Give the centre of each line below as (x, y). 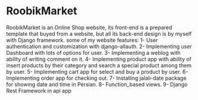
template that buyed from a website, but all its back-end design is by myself (99, 33)
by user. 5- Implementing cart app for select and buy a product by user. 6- (97, 71)
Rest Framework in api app (39, 90)
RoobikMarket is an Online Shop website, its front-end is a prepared (89, 27)
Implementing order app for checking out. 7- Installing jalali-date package (96, 78)
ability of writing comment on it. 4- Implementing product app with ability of (99, 59)
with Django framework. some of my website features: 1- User (82, 40)
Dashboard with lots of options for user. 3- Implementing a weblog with (93, 52)
